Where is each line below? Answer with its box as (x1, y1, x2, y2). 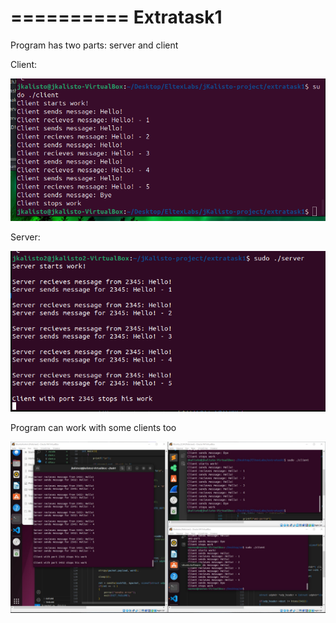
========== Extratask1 (10, 6, 223, 29)
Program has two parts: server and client (10, 39, 179, 51)
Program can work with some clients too (10, 422, 177, 434)
